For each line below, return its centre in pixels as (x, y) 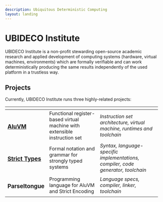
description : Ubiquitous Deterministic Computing (56, 9)
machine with (65, 126)
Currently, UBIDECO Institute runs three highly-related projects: (68, 99)
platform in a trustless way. (32, 72)
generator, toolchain (123, 170)
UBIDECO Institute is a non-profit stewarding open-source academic (73, 52)
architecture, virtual (122, 123)
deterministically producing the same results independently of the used (76, 67)
